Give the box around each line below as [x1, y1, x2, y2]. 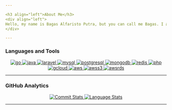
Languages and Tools [5, 48, 60, 55]
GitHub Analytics [5, 82, 49, 90]
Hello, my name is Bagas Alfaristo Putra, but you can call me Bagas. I [5, 21, 164, 27]
